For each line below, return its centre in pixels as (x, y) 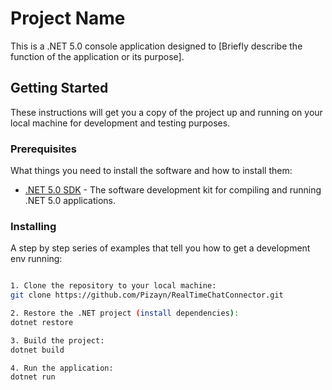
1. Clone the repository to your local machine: (113, 286)
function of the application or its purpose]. (97, 56)
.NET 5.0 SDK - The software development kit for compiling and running (173, 190)
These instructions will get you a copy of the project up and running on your (166, 112)
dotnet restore (42, 322)
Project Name (68, 18)
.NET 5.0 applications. (70, 201)
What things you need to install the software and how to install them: (151, 171)
